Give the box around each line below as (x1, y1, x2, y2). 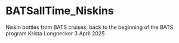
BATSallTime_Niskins (5, 4, 114, 18)
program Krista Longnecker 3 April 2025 (5, 29, 105, 37)
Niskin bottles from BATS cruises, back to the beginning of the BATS (5, 24, 174, 31)
